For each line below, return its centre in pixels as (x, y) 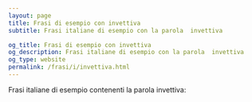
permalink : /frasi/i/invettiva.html (69, 67)
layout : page (30, 16)
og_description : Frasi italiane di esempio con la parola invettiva (126, 53)
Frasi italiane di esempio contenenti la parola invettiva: (97, 89)
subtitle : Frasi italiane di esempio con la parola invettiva (116, 30)
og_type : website (37, 60)
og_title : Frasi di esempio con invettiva (80, 45)
